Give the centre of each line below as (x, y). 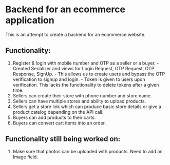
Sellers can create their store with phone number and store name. (82, 95)
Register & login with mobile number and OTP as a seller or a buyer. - (86, 63)
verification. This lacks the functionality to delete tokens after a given (86, 85)
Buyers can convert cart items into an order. (59, 123)
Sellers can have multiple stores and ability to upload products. (79, 101)
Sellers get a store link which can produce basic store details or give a (87, 107)
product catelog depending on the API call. (58, 112)
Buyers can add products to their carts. (54, 117)
